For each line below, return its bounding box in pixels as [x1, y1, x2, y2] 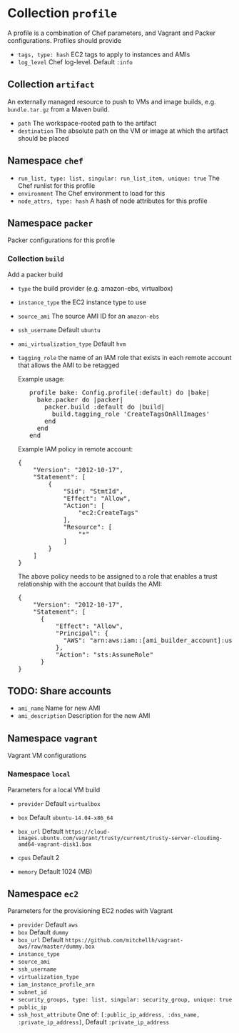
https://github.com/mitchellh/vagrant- [65, 937, 184, 944]
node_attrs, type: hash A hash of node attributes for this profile [17, 196, 208, 205]
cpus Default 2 [17, 853, 60, 862]
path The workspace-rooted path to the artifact [17, 119, 157, 127]
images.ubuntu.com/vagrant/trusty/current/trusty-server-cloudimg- [17, 834, 223, 842]
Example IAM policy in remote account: [17, 444, 133, 453]
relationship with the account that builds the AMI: [17, 579, 163, 588]
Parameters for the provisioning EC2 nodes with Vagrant [7, 907, 173, 915]
